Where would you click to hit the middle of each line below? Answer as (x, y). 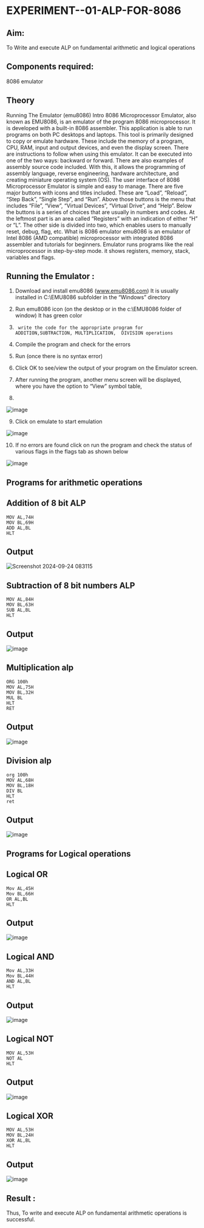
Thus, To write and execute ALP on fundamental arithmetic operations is (97, 1213)
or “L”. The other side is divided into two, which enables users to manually (99, 225)
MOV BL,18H (20, 785)
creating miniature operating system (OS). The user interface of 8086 (93, 179)
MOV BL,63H (20, 605)
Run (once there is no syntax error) (59, 356)
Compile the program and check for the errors (73, 345)
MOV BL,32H (20, 692)
